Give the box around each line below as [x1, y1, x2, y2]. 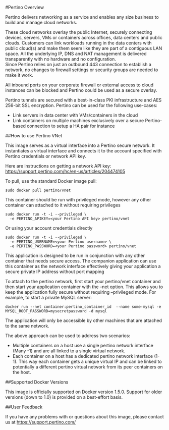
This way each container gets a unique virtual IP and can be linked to [18, 358, 162, 364]
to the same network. [5, 323, 49, 329]
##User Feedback [5, 404, 43, 410]
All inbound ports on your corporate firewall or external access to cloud [5, 82, 154, 88]
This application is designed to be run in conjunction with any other [5, 252, 145, 258]
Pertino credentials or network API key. [5, 153, 87, 159]
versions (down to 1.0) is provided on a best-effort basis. [5, 394, 123, 400]
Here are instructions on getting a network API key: [5, 163, 111, 169]
